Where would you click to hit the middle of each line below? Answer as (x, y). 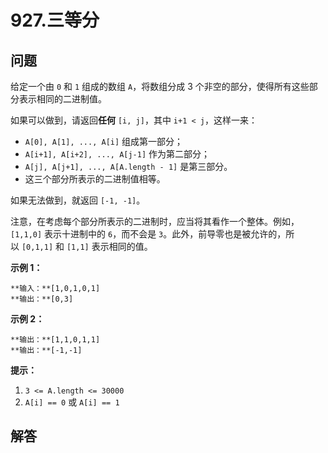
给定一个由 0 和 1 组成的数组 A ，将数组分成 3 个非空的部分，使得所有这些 (160, 86)
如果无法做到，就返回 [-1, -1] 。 (78, 200)
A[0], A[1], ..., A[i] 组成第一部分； (104, 141)
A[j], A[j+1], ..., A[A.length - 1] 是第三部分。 (128, 166)
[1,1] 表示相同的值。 (109, 246)
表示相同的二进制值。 (62, 99)
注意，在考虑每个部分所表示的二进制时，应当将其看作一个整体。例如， (155, 221)
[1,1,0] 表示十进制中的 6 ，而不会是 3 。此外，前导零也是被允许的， (148, 234)
